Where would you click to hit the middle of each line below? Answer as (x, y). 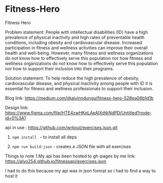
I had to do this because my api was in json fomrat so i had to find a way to (80, 171)
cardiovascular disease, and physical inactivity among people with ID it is (79, 83)
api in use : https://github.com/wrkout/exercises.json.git (61, 127)
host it (12, 176)
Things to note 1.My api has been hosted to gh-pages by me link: (70, 156)
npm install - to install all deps (45, 137)
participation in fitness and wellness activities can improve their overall (76, 48)
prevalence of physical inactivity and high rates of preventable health (75, 37)
